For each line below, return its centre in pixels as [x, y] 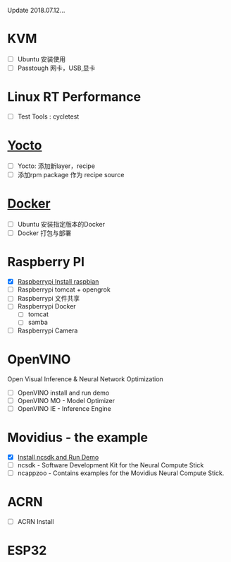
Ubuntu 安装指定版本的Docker [61, 225]
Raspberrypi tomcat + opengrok [64, 289]
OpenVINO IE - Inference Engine [64, 408]
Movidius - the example [77, 437]
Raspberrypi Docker [46, 306]
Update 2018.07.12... [36, 10]
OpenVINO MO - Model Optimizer [66, 400]
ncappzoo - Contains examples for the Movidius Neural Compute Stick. [121, 473]
